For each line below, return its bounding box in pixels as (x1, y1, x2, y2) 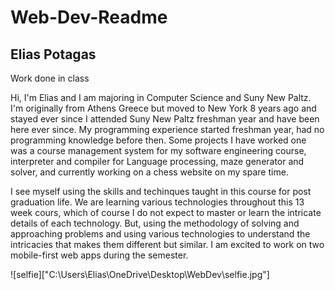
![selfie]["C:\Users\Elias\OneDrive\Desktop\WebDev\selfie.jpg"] (10, 269, 270, 280)
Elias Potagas (10, 46, 97, 63)
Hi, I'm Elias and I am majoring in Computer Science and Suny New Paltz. (10, 92, 312, 103)
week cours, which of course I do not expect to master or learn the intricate (10, 207, 322, 218)
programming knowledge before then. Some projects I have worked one (10, 134, 307, 146)
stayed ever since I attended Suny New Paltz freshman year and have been (10, 113, 320, 125)
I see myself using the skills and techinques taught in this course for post (10, 186, 312, 197)
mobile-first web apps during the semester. (10, 249, 189, 261)
